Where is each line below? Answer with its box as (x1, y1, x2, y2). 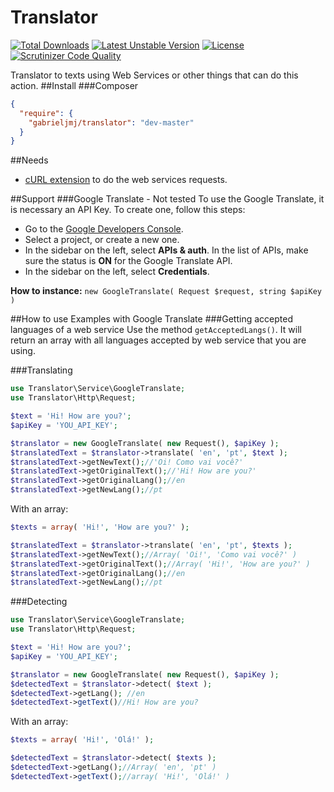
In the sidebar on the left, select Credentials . (24, 266, 210, 278)
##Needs (10, 154, 49, 166)
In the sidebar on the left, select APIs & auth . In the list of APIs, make (24, 244, 309, 256)
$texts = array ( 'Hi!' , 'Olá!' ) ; (10, 735, 155, 745)
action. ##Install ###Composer (10, 79, 139, 91)
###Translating (10, 364, 73, 376)
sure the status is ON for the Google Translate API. (24, 255, 233, 267)
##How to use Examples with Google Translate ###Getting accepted (10, 313, 293, 325)
